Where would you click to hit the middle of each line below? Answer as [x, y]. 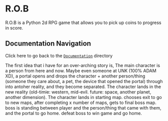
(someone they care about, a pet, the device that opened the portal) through [84, 81]
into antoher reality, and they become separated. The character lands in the [83, 86]
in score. [14, 27]
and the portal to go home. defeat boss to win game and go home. [73, 113]
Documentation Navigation [48, 44]
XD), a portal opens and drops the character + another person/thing [75, 76]
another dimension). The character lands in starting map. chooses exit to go [83, 97]
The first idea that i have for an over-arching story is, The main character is [83, 65]
